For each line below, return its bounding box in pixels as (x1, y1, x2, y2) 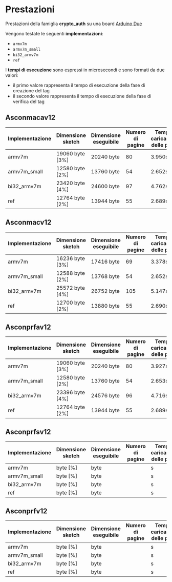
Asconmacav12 (5, 113, 56, 122)
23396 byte (56, 389, 85, 396)
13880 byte (91, 302, 120, 309)
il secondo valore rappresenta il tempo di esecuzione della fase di (12, 93, 152, 99)
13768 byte (91, 273, 120, 280)
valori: (5, 72, 19, 78)
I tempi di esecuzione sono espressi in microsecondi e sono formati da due (5, 67, 165, 73)
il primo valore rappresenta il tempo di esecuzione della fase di (12, 82, 145, 88)
